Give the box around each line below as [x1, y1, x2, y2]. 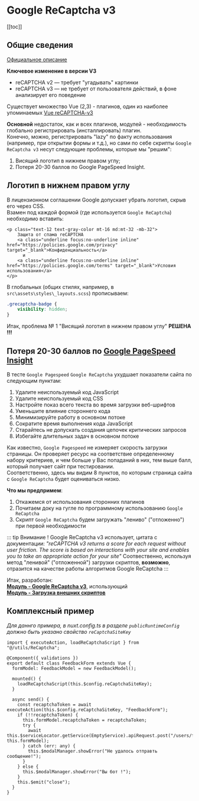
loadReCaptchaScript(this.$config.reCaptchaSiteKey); [17, 680, 152, 687]
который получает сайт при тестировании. [6, 463, 115, 470]
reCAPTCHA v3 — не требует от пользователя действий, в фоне [15, 85, 177, 92]
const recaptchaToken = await [17, 701, 92, 708]
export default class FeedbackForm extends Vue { [6, 660, 132, 666]
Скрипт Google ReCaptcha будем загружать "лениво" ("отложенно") [15, 516, 185, 523]
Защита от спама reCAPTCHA [17, 232, 84, 237]
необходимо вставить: [6, 215, 64, 222]
